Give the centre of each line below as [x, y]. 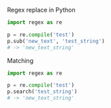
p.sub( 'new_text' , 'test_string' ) [56, 41]
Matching [20, 60]
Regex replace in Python [42, 10]
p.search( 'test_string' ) [42, 92]
